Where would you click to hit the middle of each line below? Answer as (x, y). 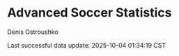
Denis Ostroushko (33, 32)
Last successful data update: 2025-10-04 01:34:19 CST (87, 45)
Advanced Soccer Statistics (89, 13)
